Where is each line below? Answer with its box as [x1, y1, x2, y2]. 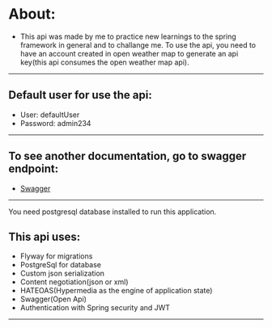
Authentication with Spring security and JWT [19, 303, 171, 313]
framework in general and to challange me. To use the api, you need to [19, 40, 257, 49]
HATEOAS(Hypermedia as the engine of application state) [19, 286, 213, 296]
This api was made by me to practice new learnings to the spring [19, 32, 236, 41]
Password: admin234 [19, 118, 91, 128]
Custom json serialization [19, 268, 105, 279]
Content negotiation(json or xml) [19, 277, 129, 287]
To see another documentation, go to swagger [8, 149, 247, 163]
